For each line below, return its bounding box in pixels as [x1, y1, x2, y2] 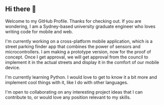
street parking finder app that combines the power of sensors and [5, 43, 141, 50]
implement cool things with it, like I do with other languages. [5, 79, 129, 85]
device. [5, 64, 20, 70]
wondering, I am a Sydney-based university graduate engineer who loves [5, 23, 156, 29]
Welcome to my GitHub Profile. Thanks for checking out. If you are [5, 18, 142, 24]
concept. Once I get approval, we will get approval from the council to [5, 54, 149, 60]
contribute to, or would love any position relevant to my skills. [5, 94, 131, 100]
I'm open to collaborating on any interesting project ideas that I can [5, 89, 143, 95]
